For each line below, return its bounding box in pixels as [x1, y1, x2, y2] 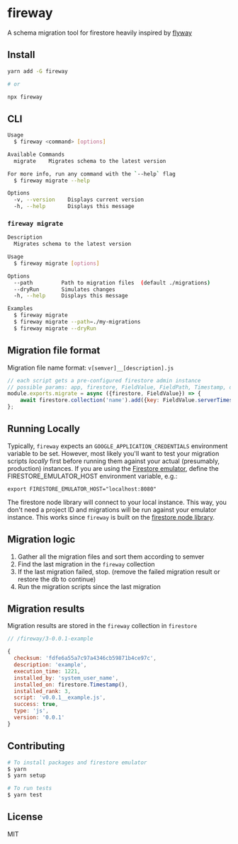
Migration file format [7, 345, 101, 357]
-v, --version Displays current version [13, 196, 144, 203]
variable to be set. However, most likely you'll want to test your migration [7, 449, 220, 457]
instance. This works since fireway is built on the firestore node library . [7, 513, 215, 521]
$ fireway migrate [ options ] [13, 260, 100, 267]
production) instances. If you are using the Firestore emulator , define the [7, 464, 219, 472]
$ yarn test [7, 792, 42, 799]
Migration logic [7, 533, 76, 546]
